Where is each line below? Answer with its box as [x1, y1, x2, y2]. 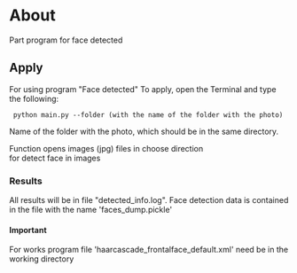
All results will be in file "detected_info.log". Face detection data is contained [9, 195, 289, 206]
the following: [9, 93, 59, 104]
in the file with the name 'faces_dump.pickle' [9, 205, 173, 215]
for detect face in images [9, 152, 101, 163]
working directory [9, 253, 74, 264]
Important [9, 224, 47, 235]
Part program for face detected [9, 35, 123, 45]
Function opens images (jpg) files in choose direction [9, 143, 204, 153]
